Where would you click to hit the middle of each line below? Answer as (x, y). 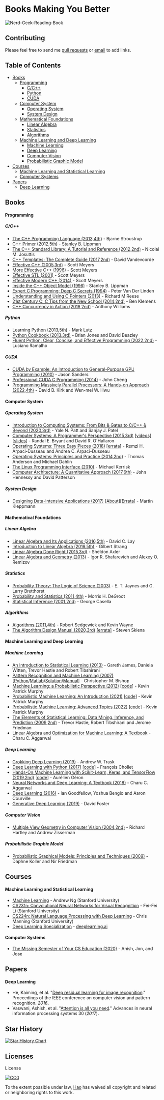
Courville (21, 798)
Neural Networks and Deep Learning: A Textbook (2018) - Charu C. (80, 783)
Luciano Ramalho (30, 346)
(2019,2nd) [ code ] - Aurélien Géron (48, 778)
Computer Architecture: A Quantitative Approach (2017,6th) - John (79, 472)
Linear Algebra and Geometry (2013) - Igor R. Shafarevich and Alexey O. (85, 557)
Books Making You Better (58, 9)
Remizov (21, 562)
